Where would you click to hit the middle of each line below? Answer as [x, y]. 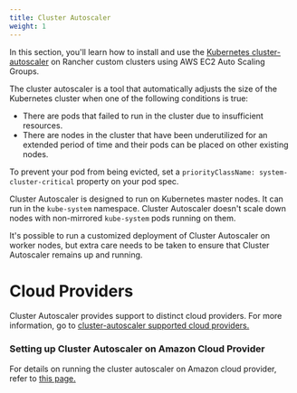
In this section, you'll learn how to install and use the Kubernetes [130, 51]
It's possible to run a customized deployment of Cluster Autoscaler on [140, 235]
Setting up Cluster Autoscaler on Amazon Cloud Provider [137, 349]
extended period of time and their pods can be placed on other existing [155, 145]
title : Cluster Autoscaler [60, 18]
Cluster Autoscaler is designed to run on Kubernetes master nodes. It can [146, 199]
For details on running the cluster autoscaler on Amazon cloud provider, [143, 369]
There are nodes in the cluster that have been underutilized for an [145, 135]
